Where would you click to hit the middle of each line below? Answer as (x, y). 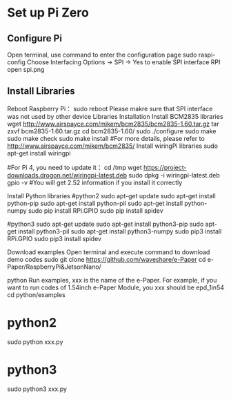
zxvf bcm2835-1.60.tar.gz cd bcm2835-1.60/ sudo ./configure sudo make (112, 131)
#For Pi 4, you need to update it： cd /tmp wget (75, 167)
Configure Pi (34, 38)
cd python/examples (36, 294)
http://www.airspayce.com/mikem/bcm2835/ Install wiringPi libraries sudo (113, 146)
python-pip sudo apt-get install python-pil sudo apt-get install (95, 203)
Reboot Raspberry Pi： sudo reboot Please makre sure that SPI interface (110, 108)
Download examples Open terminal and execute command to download (109, 252)
